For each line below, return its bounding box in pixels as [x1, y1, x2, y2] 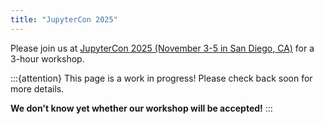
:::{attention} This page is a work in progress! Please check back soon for [10, 72, 313, 84]
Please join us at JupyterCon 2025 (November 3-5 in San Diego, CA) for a [10, 42, 315, 54]
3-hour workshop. [10, 52, 85, 65]
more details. [10, 82, 65, 95]
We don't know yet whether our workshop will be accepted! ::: [10, 102, 273, 114]
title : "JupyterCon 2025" [10, 14, 118, 25]
